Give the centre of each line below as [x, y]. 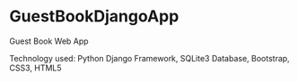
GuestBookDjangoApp [94, 16]
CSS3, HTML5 [35, 68]
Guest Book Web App [49, 41]
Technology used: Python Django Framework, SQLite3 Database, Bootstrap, [149, 58]
